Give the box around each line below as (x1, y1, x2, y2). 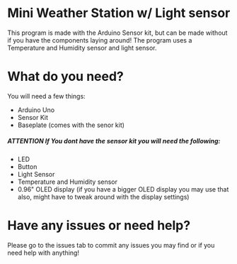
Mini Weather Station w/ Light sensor (7, 5, 231, 21)
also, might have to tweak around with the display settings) (17, 192, 190, 201)
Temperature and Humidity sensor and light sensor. (7, 43, 157, 52)
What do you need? (7, 69, 124, 84)
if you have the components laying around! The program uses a (7, 35, 192, 44)
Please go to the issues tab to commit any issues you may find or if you (7, 241, 215, 249)
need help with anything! (7, 248, 80, 257)
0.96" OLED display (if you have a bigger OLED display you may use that (17, 185, 229, 193)
